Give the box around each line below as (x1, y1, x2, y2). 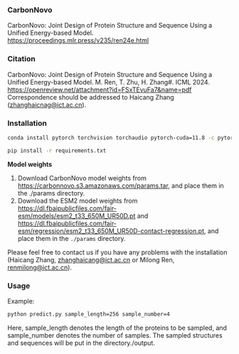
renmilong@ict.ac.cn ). (7, 263, 73, 272)
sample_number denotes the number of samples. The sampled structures (7, 331, 223, 339)
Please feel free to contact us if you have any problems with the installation (7, 247, 228, 257)
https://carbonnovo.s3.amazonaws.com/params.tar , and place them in (17, 181, 224, 190)
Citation (7, 54, 36, 64)
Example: (7, 296, 35, 305)
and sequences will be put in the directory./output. (7, 338, 155, 347)
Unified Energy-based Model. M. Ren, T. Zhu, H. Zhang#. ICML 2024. (7, 77, 210, 86)
